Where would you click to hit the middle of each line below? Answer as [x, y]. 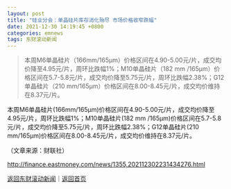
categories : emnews [35, 33]
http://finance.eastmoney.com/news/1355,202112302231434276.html [106, 165]
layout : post [26, 14]
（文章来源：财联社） [37, 151]
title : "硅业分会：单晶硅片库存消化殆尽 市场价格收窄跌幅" [82, 20]
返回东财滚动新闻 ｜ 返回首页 [47, 179]
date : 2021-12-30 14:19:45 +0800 [55, 26]
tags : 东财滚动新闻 [32, 40]
